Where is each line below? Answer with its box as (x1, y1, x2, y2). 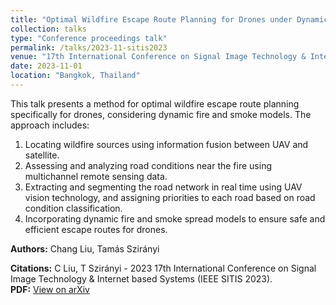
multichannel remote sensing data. (24, 170, 168, 182)
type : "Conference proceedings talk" (10, 33, 168, 43)
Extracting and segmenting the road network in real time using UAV (24, 181, 303, 193)
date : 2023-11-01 (10, 61, 83, 71)
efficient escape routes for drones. (24, 223, 168, 235)
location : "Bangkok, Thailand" (10, 71, 141, 81)
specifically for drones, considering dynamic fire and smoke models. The (10, 108, 312, 120)
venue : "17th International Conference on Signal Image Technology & (10, 52, 307, 62)
